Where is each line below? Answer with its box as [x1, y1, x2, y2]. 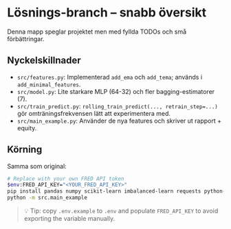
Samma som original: [7, 162, 67, 170]
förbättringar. [7, 34, 45, 43]
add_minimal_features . [16, 80, 81, 88]
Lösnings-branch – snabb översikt [7, 5, 207, 21]
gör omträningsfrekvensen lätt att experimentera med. [16, 109, 170, 117]
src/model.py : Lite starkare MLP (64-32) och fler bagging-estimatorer [16, 87, 215, 95]
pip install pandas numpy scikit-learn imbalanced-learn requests [7, 188, 201, 195]
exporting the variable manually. [23, 215, 115, 223]
